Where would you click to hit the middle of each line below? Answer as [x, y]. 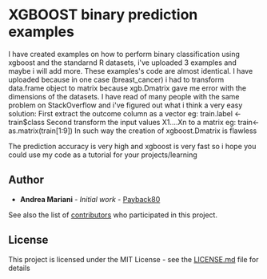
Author [26, 180]
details [19, 268]
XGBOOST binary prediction [103, 15]
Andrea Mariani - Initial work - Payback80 [90, 199]
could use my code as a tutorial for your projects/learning [103, 155]
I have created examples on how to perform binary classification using [124, 54]
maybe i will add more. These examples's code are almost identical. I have [131, 71]
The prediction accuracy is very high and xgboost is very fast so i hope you [132, 146]
